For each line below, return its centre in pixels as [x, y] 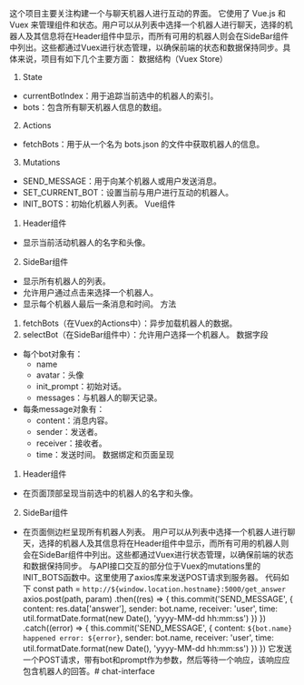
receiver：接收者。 [71, 443]
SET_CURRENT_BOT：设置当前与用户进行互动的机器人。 [128, 192]
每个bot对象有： [53, 354]
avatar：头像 [60, 375]
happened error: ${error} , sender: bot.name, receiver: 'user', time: [148, 638]
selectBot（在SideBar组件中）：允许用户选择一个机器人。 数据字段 [145, 334]
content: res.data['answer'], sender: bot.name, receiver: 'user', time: [150, 609]
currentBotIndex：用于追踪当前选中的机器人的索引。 [120, 96]
